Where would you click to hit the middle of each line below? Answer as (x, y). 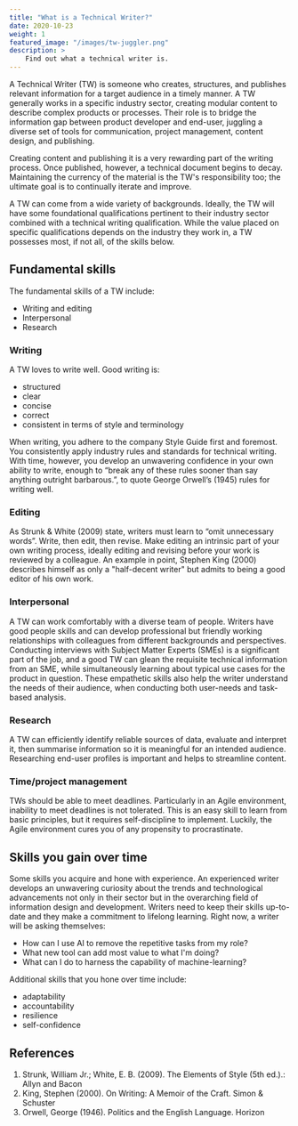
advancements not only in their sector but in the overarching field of (134, 898)
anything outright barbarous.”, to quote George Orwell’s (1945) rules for (140, 480)
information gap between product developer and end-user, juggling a (136, 122)
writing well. (32, 490)
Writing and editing (57, 308)
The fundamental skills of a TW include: (82, 291)
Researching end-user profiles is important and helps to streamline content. (148, 758)
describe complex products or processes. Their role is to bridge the (133, 113)
